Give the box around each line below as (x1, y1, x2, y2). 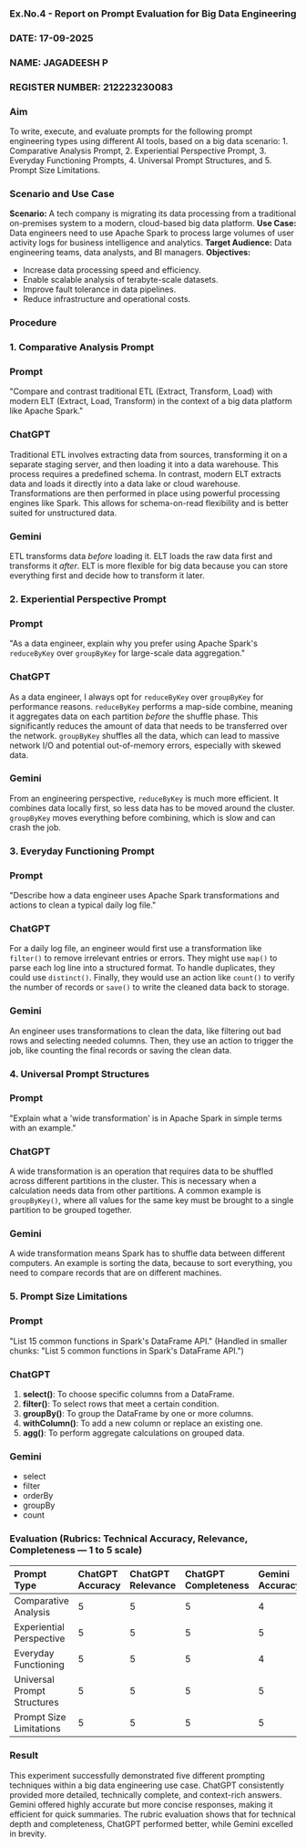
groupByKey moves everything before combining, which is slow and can (9, 812, 276, 823)
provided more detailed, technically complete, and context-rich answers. (9, 1789, 282, 1800)
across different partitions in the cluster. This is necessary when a (9, 1176, 257, 1187)
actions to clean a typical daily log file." (9, 899, 157, 910)
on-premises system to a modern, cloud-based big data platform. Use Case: (9, 218, 297, 229)
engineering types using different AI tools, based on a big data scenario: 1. (9, 135, 289, 146)
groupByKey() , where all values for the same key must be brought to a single (9, 1195, 294, 1206)
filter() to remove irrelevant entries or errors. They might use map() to (9, 952, 278, 964)
